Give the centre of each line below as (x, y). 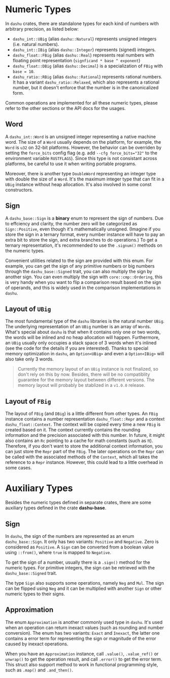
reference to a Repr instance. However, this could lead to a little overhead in (84, 462)
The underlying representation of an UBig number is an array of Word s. (78, 327)
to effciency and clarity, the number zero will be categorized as (71, 223)
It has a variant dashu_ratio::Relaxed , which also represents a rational (86, 82)
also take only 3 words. (30, 359)
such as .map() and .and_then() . (39, 670)
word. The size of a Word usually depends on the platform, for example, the (83, 142)
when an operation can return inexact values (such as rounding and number (84, 628)
